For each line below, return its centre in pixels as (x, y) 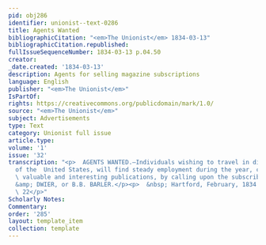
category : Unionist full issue (60, 133)
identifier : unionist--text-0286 (63, 23)
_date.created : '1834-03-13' (56, 67)
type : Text (26, 126)
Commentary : (28, 206)
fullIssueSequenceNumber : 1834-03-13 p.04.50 (84, 52)
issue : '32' (28, 155)
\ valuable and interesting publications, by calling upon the (122, 177)
